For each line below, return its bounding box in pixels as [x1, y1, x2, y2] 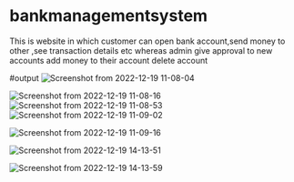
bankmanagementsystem [9, 5, 208, 26]
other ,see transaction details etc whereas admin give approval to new [9, 45, 273, 56]
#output [9, 72, 39, 83]
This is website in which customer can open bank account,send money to [9, 35, 286, 46]
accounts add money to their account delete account [9, 55, 208, 66]
